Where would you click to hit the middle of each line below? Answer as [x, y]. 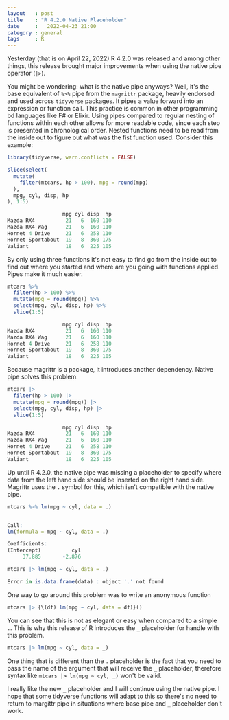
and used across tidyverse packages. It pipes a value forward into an [105, 101]
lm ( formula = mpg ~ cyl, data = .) [58, 532]
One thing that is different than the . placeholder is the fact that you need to [114, 661]
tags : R [26, 39]
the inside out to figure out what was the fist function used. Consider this [110, 137]
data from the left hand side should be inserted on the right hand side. [106, 480]
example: [20, 145]
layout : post [30, 13]
